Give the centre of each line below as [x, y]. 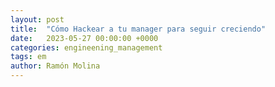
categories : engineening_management [86, 47]
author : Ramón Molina [55, 66]
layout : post [37, 19]
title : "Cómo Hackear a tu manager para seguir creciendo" [138, 29]
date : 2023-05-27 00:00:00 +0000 [84, 38]
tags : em [28, 57]
